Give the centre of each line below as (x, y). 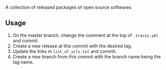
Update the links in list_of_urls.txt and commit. (64, 51)
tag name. (23, 62)
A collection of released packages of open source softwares (69, 7)
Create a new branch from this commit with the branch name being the (87, 56)
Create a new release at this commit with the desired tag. (72, 46)
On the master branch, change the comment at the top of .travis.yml (86, 35)
